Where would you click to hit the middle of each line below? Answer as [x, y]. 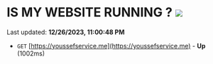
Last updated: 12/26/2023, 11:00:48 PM [66, 32]
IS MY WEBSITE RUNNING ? [90, 12]
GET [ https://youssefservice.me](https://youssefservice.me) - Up [111, 46]
